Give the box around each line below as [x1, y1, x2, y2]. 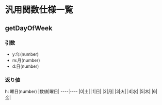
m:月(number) [12, 57, 40, 63]
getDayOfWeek [5, 24, 52, 32]
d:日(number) [12, 63, 39, 69]
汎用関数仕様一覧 [5, 4, 74, 15]
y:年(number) [12, 51, 39, 57]
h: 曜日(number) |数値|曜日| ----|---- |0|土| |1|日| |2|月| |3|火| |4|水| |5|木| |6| [5, 89, 158, 94]
